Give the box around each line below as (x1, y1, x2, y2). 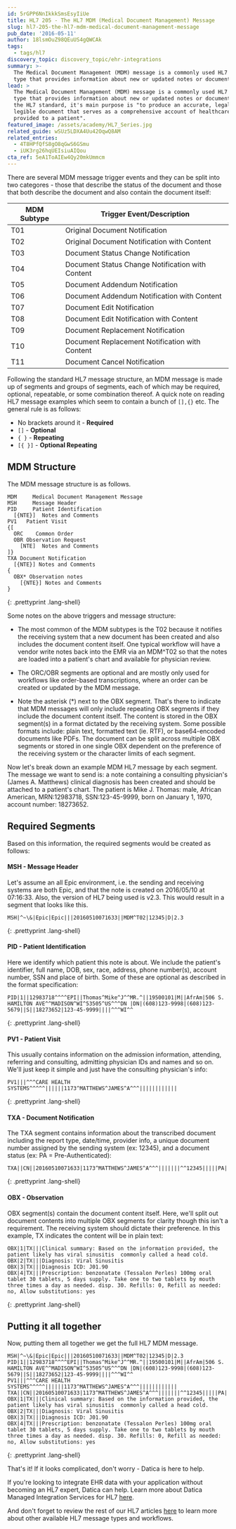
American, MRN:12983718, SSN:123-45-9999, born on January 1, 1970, (7, 793, 213, 801)
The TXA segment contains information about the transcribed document (7, 1129, 216, 1137)
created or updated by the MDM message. (17, 683, 140, 691)
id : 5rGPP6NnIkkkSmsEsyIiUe (7, 10, 90, 18)
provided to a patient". (13, 114, 86, 121)
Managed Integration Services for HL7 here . (7, 1493, 135, 1502)
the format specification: (7, 980, 79, 988)
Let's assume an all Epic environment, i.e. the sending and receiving (7, 878, 204, 887)
